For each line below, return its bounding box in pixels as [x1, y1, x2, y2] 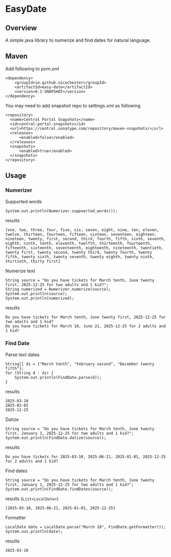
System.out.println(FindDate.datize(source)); [5, 435, 106, 440]
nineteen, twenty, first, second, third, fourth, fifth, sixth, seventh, [5, 236, 166, 241]
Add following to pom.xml [5, 65, 59, 72]
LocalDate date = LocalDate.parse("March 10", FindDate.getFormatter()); [5, 524, 166, 529]
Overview [5, 24, 37, 32]
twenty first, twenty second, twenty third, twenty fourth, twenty [5, 249, 153, 255]
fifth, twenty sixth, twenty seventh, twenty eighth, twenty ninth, [5, 254, 155, 259]
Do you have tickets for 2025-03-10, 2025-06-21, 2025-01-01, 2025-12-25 [5, 454, 166, 459]
